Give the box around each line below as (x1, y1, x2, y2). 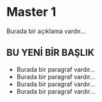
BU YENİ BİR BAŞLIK (6, 47, 94, 59)
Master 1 (6, 4, 57, 20)
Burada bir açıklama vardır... (6, 27, 86, 35)
